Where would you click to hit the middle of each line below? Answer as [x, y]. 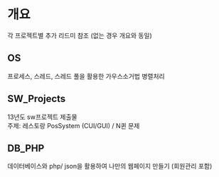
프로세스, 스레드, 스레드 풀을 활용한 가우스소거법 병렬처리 [86, 76]
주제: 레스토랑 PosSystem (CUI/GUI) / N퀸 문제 [74, 125]
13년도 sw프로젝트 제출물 [42, 117]
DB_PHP [26, 148]
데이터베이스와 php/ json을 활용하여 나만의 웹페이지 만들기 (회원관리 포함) [110, 166]
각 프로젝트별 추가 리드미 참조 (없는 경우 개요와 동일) [80, 35]
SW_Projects [37, 99]
